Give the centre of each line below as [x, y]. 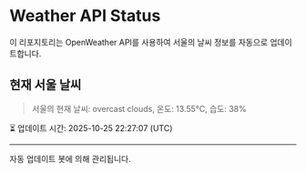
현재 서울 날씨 [46, 85]
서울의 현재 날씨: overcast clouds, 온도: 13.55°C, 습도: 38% [139, 108]
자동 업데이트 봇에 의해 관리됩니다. [70, 158]
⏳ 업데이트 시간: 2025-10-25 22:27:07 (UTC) [91, 127]
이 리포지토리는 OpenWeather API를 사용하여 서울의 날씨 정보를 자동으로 [139, 42]
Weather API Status [85, 16]
